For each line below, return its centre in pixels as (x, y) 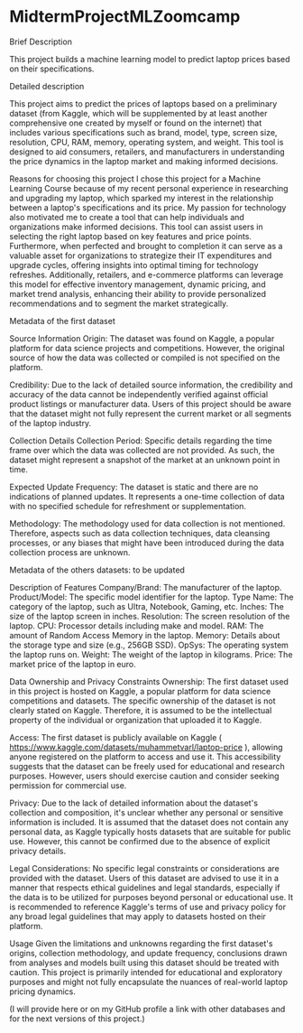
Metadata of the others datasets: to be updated (97, 570)
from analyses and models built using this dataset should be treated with (144, 963)
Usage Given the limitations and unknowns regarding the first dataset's (141, 943)
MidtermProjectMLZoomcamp (125, 17)
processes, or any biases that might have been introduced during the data (147, 543)
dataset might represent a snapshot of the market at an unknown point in (145, 460)
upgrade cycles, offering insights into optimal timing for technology (134, 265)
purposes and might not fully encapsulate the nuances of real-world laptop (149, 982)
